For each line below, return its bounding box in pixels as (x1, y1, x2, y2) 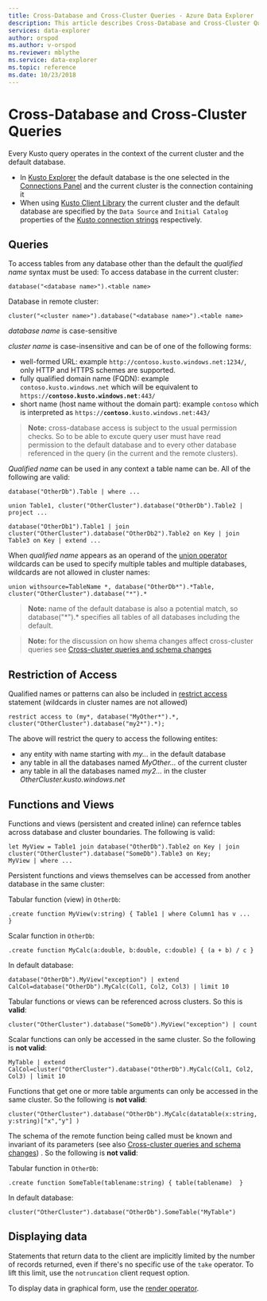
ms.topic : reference (8, 64, 77, 72)
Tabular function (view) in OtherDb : (8, 895, 122, 904)
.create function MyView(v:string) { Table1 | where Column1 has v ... (8, 910, 250, 918)
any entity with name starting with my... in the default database (19, 750, 226, 759)
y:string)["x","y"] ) (8, 1117, 80, 1125)
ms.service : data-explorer (8, 57, 98, 65)
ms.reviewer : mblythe (8, 49, 80, 57)
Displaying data (8, 1230, 87, 1244)
